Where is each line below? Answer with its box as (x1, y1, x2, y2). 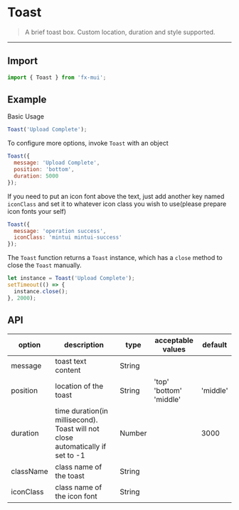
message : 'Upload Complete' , (14, 159, 100, 167)
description (63, 340, 105, 349)
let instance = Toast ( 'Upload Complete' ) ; (7, 275, 135, 282)
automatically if (55, 441, 107, 451)
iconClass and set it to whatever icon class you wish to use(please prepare (7, 200, 227, 208)
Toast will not (55, 423, 100, 433)
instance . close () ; (14, 288, 69, 295)
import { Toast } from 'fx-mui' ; (7, 74, 107, 81)
